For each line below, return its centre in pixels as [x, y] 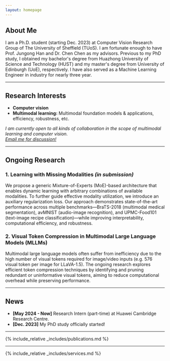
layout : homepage [24, 10]
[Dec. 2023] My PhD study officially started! [59, 324]
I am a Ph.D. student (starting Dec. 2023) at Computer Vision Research [79, 43]
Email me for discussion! [31, 139]
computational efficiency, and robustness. [49, 223]
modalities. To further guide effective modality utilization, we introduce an [82, 196]
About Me [21, 31]
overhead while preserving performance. [48, 281]
